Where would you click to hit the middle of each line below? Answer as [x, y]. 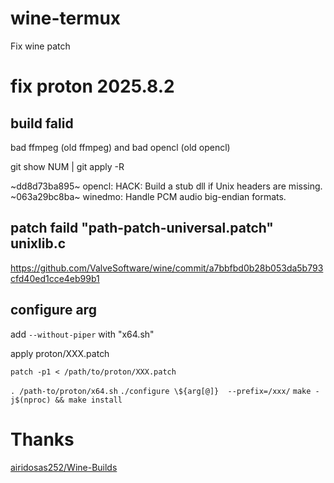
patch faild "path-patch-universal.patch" [142, 228]
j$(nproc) [31, 400]
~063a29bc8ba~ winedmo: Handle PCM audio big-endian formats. [148, 196]
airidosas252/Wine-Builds [64, 467]
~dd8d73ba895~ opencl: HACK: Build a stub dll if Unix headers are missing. [166, 186]
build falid [42, 123]
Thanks [42, 439]
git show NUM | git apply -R [67, 166]
